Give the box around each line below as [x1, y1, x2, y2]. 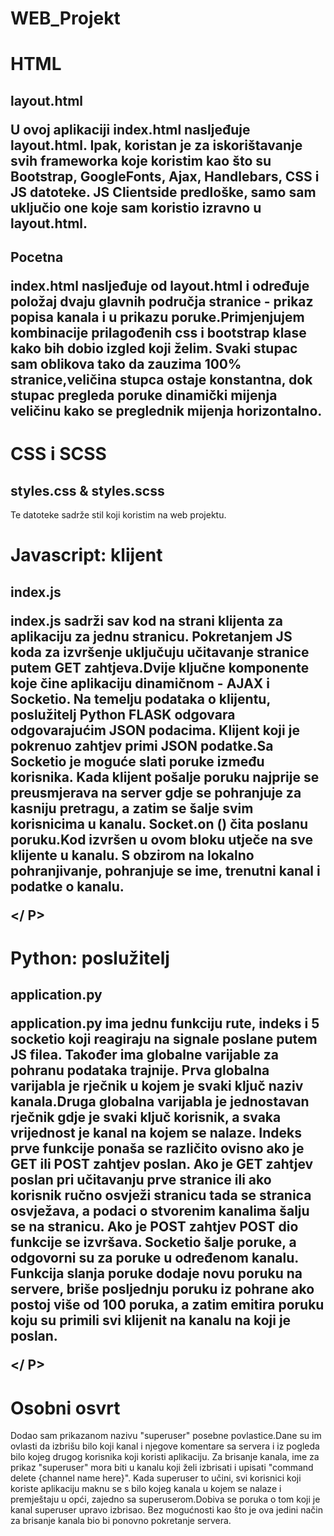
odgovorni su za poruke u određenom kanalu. [10, 1250, 299, 1267]
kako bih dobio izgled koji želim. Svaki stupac [10, 340, 298, 357]
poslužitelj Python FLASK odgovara [10, 706, 236, 723]
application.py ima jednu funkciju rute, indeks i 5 [10, 1015, 320, 1032]
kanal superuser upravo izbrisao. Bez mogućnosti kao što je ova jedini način [10, 1504, 323, 1516]
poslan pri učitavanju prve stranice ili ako [10, 1172, 272, 1189]
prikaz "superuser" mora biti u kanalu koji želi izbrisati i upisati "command [10, 1462, 314, 1474]
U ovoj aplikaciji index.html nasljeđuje [10, 121, 251, 138]
